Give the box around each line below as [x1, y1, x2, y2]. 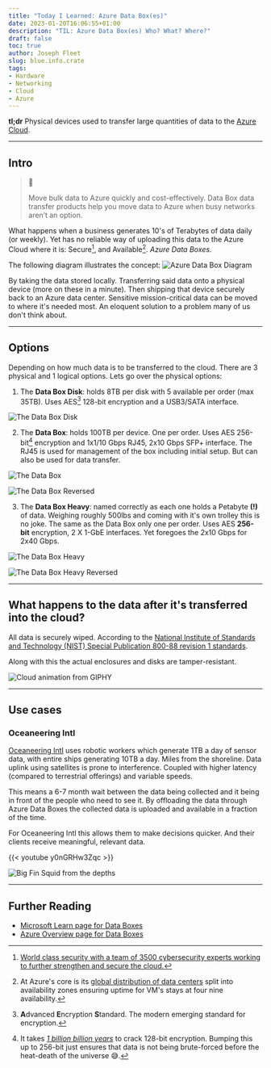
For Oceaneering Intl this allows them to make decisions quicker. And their [8, 828, 256, 838]
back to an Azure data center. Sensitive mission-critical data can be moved [8, 292, 258, 303]
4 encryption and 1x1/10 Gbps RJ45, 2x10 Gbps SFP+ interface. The [28, 437, 252, 447]
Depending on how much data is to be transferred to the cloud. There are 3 [8, 362, 258, 372]
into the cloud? [8, 611, 85, 625]
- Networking [8, 79, 52, 87]
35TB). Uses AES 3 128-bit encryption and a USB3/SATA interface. [19, 395, 240, 406]
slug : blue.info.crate [8, 57, 85, 65]
